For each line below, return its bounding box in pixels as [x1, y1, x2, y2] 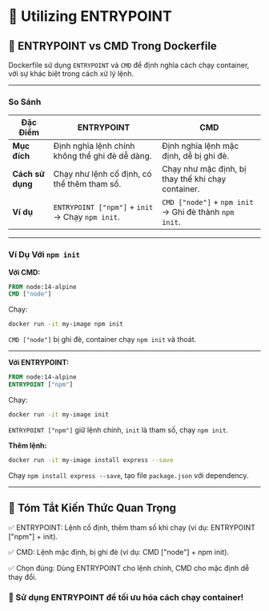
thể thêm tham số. [53, 179, 122, 190]
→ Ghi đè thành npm [161, 207, 235, 218]
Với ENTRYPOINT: [8, 358, 70, 368]
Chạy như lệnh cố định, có [53, 168, 152, 179]
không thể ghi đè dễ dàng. [53, 151, 152, 162]
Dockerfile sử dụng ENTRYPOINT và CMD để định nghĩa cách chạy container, [8, 60, 250, 70]
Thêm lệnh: [8, 440, 47, 450]
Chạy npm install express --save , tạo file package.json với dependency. [8, 470, 249, 480]
